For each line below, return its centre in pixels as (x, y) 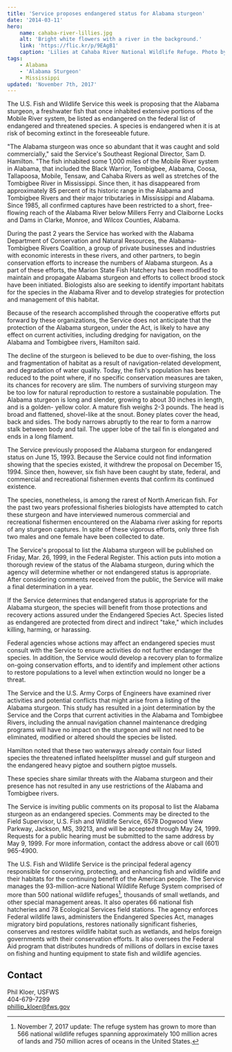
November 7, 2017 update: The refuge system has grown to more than (117, 1026)
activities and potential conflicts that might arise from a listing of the (104, 701)
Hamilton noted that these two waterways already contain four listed (104, 751)
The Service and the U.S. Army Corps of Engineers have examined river (109, 693)
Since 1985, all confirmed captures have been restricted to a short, (102, 205)
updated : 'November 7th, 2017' (52, 84)
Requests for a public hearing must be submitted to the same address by (110, 836)
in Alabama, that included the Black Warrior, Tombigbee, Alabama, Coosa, (112, 169)
